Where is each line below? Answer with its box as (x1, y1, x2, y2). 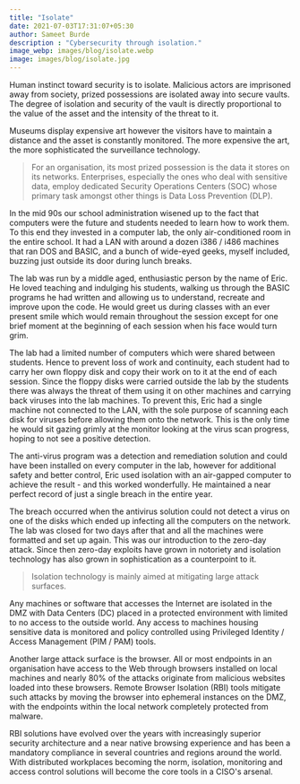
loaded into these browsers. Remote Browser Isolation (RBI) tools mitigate (9, 683, 281, 693)
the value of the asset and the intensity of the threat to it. (9, 109, 219, 118)
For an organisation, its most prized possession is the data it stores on (30, 162, 290, 172)
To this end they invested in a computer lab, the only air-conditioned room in (9, 227, 291, 238)
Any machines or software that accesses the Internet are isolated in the (9, 598, 273, 608)
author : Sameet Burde (9, 30, 90, 39)
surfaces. (30, 580, 67, 591)
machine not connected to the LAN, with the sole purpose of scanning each (9, 405, 289, 415)
